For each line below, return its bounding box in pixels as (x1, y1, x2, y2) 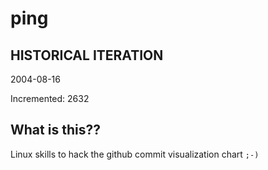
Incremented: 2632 (10, 93, 90, 104)
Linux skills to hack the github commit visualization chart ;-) (10, 148, 260, 160)
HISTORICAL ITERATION (10, 47, 164, 64)
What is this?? (10, 122, 101, 139)
